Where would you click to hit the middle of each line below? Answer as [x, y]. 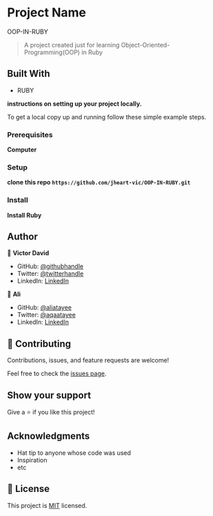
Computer [22, 150]
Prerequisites [30, 134]
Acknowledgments [49, 436]
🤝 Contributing [39, 343]
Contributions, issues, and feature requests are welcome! [88, 360]
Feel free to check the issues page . [57, 374]
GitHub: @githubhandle [50, 266]
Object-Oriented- [146, 45]
